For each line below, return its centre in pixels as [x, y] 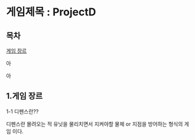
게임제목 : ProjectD [51, 12]
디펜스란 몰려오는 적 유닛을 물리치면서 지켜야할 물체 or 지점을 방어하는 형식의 [95, 124]
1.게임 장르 [25, 96]
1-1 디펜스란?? [22, 111]
